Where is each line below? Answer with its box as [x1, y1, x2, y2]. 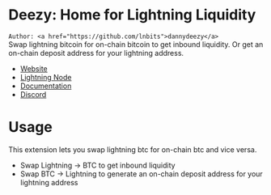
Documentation [19, 81, 72, 91]
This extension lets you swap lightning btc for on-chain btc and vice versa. [8, 144, 257, 155]
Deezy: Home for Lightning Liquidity [8, 6, 256, 24]
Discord [19, 89, 47, 99]
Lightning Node [19, 72, 72, 82]
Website [19, 63, 49, 74]
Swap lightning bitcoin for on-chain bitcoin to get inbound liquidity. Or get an [8, 39, 264, 49]
